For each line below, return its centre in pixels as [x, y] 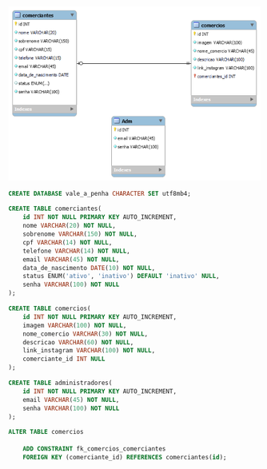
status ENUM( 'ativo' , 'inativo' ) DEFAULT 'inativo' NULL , [121, 276]
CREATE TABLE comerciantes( [55, 209]
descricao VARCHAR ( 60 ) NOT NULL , [78, 342]
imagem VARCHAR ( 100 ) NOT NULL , [75, 325]
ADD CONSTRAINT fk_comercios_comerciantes [94, 449]
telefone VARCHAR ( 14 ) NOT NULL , [76, 251]
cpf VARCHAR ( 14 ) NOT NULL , [68, 242]
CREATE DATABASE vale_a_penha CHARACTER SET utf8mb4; [100, 193]
